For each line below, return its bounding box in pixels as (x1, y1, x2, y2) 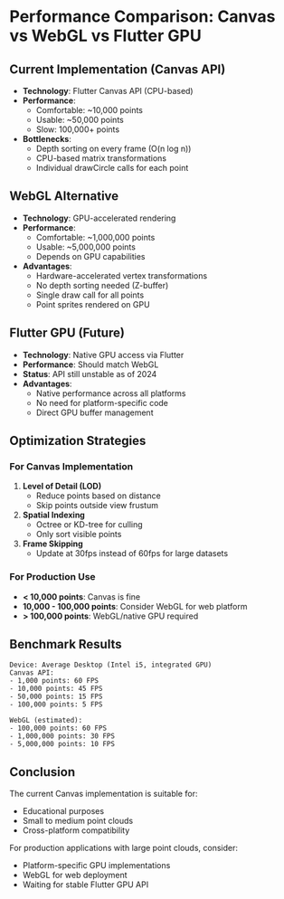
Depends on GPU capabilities (35, 251, 146, 261)
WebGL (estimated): (9, 716, 83, 725)
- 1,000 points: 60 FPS (9, 677, 99, 686)
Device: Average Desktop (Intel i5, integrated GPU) (9, 660, 213, 670)
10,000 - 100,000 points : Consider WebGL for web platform (22, 601, 248, 611)
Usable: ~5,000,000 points (35, 241, 136, 252)
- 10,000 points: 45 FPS (9, 685, 103, 694)
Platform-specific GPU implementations (22, 860, 171, 871)
